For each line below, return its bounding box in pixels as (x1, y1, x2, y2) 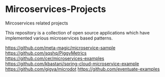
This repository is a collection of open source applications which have (5, 29, 150, 35)
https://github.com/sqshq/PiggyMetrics (5, 50, 87, 56)
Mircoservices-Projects (5, 3, 106, 15)
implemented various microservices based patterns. (5, 35, 113, 41)
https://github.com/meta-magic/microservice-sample (5, 44, 116, 50)
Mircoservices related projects (5, 20, 69, 26)
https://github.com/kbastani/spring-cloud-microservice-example (5, 60, 139, 66)
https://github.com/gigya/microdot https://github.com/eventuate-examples (5, 66, 160, 72)
